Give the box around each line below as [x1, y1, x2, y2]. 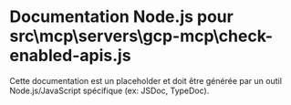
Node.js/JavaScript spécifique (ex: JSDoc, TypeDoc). [9, 85, 210, 96]
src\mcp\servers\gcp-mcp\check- [9, 26, 274, 47]
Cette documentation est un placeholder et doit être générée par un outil [9, 75, 283, 86]
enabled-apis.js [9, 46, 131, 66]
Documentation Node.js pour [9, 6, 234, 27]
